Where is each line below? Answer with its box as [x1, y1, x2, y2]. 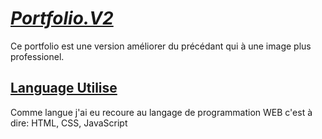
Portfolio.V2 [10, 7, 114, 30]
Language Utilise [10, 80, 118, 97]
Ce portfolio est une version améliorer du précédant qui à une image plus [10, 40, 312, 52]
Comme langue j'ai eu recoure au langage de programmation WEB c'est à [10, 106, 313, 118]
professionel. [10, 50, 65, 62]
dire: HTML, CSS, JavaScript [10, 117, 128, 129]
